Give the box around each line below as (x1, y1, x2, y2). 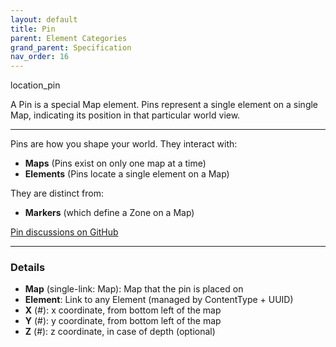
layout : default (10, 14, 78, 25)
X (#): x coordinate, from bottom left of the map (24, 304, 222, 316)
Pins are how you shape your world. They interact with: (10, 138, 238, 150)
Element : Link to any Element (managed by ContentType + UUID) (24, 294, 294, 306)
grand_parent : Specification (10, 42, 132, 53)
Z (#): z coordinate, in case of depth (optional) (24, 326, 216, 338)
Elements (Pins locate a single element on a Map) (24, 168, 230, 180)
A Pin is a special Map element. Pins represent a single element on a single (10, 99, 319, 111)
